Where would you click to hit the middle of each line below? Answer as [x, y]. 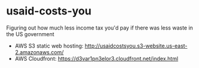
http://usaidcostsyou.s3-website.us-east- [136, 46]
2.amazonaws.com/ [39, 52]
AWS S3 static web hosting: [49, 46]
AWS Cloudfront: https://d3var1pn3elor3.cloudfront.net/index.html [97, 58]
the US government [30, 34]
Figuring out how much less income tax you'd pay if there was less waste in [100, 28]
